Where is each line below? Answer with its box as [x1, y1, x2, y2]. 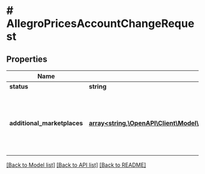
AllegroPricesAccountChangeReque [6, 16, 195, 31]
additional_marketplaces [9, 119, 84, 127]
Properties [6, 54, 48, 64]
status [9, 82, 29, 90]
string [88, 82, 107, 90]
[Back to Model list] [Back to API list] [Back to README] [6, 161, 146, 169]
